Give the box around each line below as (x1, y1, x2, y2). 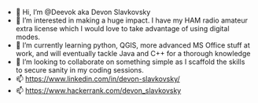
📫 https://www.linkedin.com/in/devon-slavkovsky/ (15, 74, 181, 83)
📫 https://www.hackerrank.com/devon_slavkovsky (15, 86, 182, 95)
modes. (15, 32, 41, 41)
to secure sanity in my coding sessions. (15, 66, 144, 74)
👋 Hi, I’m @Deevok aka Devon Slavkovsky (15, 8, 151, 16)
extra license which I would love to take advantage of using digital (15, 24, 230, 33)
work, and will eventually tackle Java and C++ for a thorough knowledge (15, 49, 251, 58)
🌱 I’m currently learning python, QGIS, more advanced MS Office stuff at (15, 41, 250, 50)
